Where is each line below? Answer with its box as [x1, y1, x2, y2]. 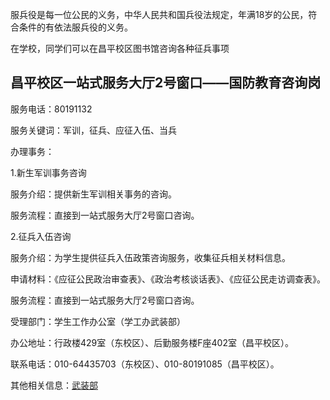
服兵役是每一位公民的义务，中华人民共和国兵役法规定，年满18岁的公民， [10, 9, 309, 20]
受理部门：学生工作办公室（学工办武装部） [10, 315, 186, 327]
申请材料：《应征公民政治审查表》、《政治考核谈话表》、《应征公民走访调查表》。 [10, 273, 326, 285]
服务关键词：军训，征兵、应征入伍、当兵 [10, 124, 177, 136]
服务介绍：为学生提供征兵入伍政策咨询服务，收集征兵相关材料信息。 [10, 251, 291, 263]
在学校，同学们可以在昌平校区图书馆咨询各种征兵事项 [10, 43, 230, 54]
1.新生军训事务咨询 [10, 166, 87, 178]
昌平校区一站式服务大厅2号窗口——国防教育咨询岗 [10, 74, 322, 92]
